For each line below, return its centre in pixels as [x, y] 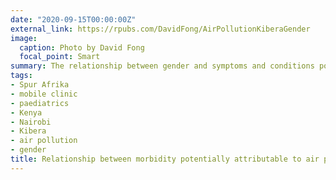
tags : [21, 76]
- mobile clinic [44, 94]
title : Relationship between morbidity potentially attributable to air [165, 159]
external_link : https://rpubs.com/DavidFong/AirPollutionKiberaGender [160, 29]
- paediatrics [40, 103]
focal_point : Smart [60, 57]
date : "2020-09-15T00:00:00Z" [73, 19]
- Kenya [26, 112]
